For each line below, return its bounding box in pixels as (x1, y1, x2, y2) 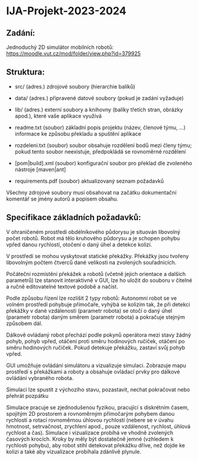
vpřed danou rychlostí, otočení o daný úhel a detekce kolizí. (6, 241, 152, 248)
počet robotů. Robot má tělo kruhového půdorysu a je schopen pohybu (6, 234, 180, 242)
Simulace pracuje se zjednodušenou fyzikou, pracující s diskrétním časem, (6, 403, 189, 411)
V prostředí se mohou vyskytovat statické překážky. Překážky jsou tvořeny (6, 252, 189, 259)
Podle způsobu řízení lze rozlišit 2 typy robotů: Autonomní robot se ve (6, 294, 177, 302)
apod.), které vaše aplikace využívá (14, 112, 102, 120)
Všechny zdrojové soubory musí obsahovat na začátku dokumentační (6, 189, 177, 196)
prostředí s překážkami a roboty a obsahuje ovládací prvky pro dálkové (6, 368, 180, 375)
